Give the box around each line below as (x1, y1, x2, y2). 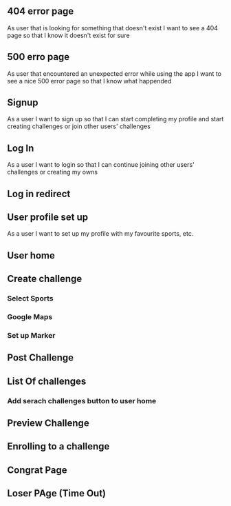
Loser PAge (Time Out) (7, 487, 107, 499)
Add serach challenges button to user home (7, 396, 157, 405)
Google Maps (7, 312, 53, 322)
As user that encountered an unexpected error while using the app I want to (7, 69, 222, 78)
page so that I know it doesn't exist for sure (7, 31, 130, 39)
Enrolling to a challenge (7, 441, 110, 452)
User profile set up (7, 212, 88, 223)
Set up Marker (7, 331, 56, 340)
